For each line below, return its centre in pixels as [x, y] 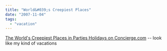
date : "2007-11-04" [26, 14]
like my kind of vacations [31, 43]
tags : [11, 19]
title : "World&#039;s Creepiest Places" [48, 10]
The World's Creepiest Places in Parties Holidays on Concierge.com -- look [83, 38]
